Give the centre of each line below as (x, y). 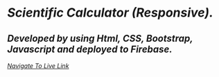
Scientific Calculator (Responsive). (110, 13)
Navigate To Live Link (38, 66)
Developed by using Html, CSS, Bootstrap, (100, 38)
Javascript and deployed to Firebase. (90, 49)
